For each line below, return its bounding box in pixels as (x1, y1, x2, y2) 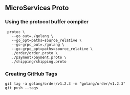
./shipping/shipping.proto (11, 59, 67, 64)
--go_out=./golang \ (11, 33, 54, 38)
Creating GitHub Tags (5, 70, 58, 77)
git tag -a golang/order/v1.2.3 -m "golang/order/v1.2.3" (5, 81, 126, 86)
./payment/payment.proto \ (11, 55, 67, 60)
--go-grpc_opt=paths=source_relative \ (11, 46, 93, 51)
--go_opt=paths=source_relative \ (11, 38, 82, 43)
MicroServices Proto (5, 4, 69, 12)
